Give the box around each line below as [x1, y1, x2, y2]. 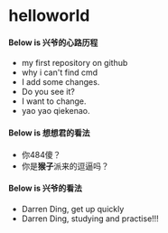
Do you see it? [21, 87, 76, 98]
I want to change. [21, 96, 87, 107]
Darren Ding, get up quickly [21, 203, 125, 214]
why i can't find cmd [21, 67, 98, 78]
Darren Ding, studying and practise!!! [21, 213, 159, 224]
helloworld [8, 5, 90, 26]
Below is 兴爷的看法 [8, 182, 82, 194]
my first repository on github [21, 58, 128, 69]
